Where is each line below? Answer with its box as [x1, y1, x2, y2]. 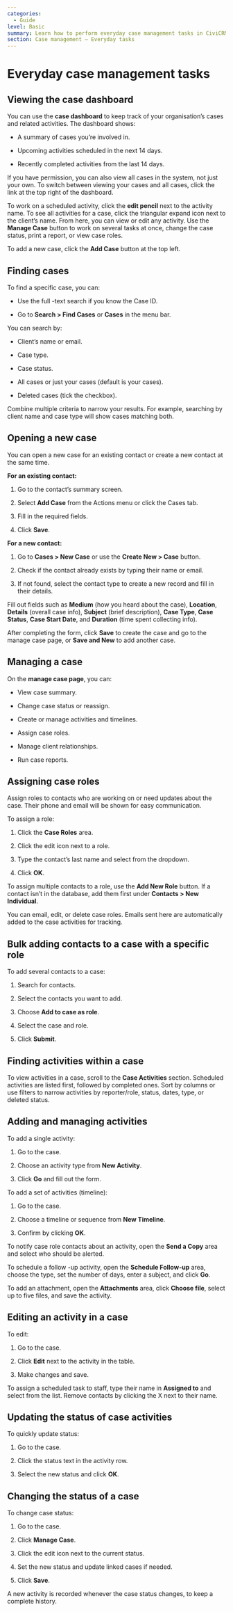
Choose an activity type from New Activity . [17, 1161, 142, 1170]
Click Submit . [17, 1035, 57, 1044]
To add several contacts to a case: [7, 968, 105, 976]
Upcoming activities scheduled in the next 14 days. [17, 147, 163, 155]
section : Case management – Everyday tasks [7, 36, 135, 43]
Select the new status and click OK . [17, 1470, 119, 1478]
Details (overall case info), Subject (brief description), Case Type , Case [7, 607, 214, 616]
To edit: [7, 1330, 29, 1338]
